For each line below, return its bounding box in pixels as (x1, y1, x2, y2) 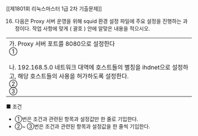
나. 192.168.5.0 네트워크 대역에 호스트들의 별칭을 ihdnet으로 (9, 64, 171, 71)
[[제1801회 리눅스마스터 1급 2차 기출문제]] (6, 5, 102, 12)
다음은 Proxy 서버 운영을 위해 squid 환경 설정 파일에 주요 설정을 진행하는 (14, 18, 181, 25)
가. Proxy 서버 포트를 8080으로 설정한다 (9, 40, 115, 48)
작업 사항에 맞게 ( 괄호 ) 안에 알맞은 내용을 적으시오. (32, 25, 150, 32)
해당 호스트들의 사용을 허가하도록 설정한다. (17, 72, 129, 80)
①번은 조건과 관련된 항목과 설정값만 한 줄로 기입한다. (14, 115, 138, 122)
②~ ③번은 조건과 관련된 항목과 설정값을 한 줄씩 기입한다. (14, 123, 150, 130)
